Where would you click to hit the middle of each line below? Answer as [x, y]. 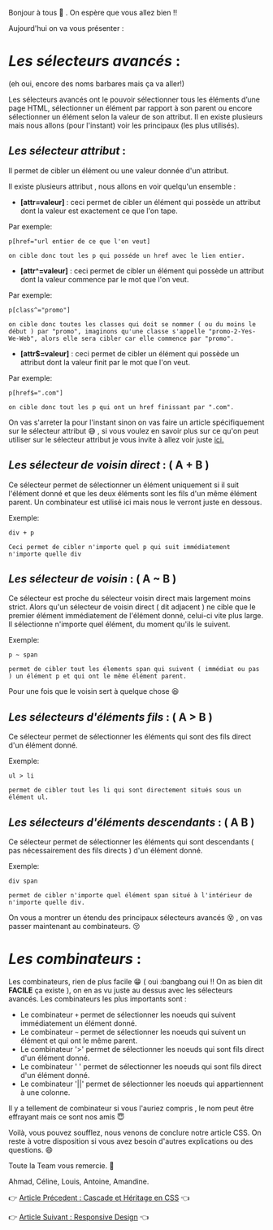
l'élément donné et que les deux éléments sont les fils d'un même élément [133, 493]
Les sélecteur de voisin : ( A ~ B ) [93, 579]
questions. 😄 [31, 1149]
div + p [22, 533]
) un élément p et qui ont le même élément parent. [97, 676]
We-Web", [23, 338]
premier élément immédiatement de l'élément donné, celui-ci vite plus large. [136, 616]
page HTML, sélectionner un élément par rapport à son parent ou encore [130, 108]
